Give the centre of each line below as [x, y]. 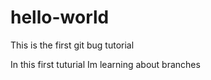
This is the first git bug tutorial [72, 45]
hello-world [60, 17]
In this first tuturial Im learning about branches [105, 64]
